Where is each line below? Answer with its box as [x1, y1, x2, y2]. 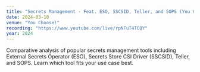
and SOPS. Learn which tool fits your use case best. [6, 60, 134, 67]
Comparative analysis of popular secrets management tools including [6, 47, 177, 54]
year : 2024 [6, 31, 33, 37]
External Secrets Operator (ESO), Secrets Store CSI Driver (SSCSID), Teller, [6, 53, 190, 60]
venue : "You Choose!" [6, 19, 60, 25]
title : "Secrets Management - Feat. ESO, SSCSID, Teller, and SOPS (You [6, 8, 190, 15]
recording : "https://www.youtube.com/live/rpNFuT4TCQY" [6, 25, 148, 31]
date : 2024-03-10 [6, 14, 49, 20]
